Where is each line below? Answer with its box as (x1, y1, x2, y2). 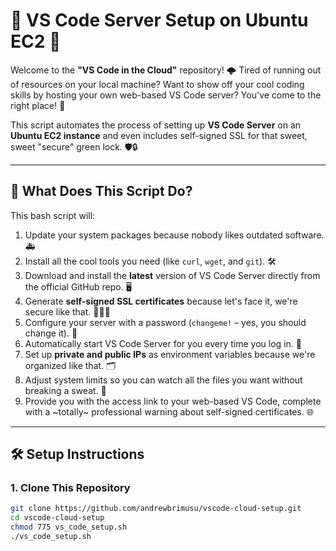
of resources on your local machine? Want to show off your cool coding (10, 78, 305, 90)
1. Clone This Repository (10, 481, 131, 495)
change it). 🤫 (24, 327, 78, 339)
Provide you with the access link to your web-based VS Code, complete (24, 395, 322, 407)
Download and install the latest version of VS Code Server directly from (24, 269, 321, 281)
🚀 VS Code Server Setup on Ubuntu (10, 9, 309, 32)
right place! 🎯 (10, 99, 66, 111)
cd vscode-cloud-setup (10, 513, 105, 523)
